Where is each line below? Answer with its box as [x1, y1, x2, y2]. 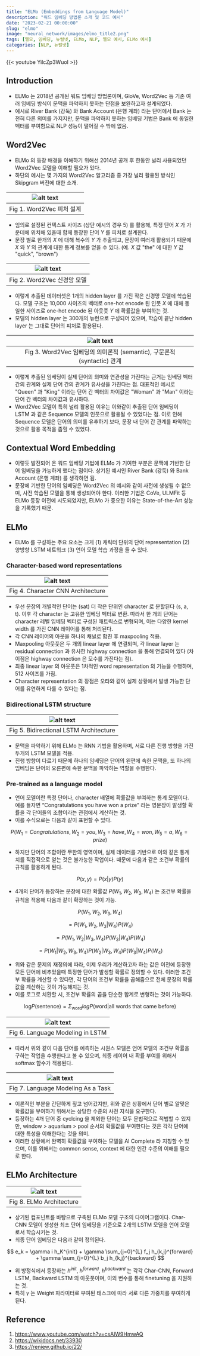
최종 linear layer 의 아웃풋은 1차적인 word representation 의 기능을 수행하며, [14, 662, 193, 670]
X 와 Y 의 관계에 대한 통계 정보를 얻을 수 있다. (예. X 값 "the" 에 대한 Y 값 [14, 243, 184, 251]
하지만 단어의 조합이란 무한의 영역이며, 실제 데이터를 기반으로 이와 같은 [14, 848, 179, 855]
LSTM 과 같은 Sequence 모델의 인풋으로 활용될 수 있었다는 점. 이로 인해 [14, 410, 183, 418]
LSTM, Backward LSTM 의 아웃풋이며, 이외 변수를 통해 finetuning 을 [14, 1275, 177, 1282]
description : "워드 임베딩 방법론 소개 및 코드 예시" [6, 14, 124, 20]
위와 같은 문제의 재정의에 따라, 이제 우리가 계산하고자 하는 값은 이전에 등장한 [14, 961, 192, 968]
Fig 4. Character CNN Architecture [9, 587, 106, 595]
